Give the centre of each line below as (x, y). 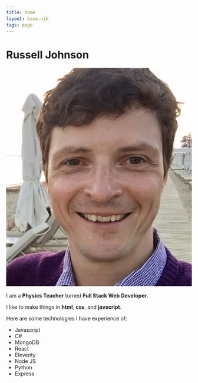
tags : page (19, 25)
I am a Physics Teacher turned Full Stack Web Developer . (77, 295)
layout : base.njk (27, 19)
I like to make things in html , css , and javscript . (64, 307)
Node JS (25, 361)
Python (23, 367)
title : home (21, 12)
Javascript (27, 329)
